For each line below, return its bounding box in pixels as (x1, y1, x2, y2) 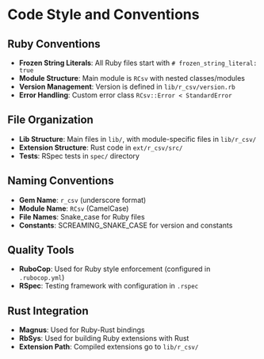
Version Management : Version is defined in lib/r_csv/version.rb (18, 82, 235, 91)
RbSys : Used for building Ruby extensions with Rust (18, 334, 189, 343)
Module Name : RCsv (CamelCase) (18, 204, 129, 213)
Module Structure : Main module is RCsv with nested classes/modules (18, 74, 245, 82)
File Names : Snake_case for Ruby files (18, 212, 145, 221)
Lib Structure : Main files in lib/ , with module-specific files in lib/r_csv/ (18, 134, 257, 143)
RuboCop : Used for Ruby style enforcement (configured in (18, 264, 211, 274)
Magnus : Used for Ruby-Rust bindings (18, 325, 145, 334)
